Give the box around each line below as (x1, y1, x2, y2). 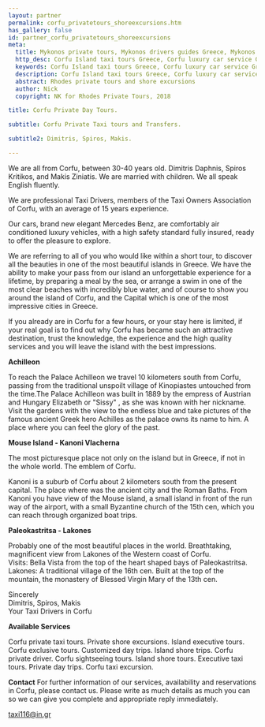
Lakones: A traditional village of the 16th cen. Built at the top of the (8, 565, 225, 576)
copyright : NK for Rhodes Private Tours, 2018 (15, 92, 171, 100)
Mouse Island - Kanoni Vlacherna (8, 438, 120, 447)
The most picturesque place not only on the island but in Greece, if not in (8, 453, 246, 462)
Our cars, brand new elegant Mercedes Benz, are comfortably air (8, 218, 220, 229)
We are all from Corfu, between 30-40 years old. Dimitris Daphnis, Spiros (8, 163, 247, 173)
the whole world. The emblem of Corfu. (8, 461, 136, 471)
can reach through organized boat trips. (8, 510, 138, 520)
